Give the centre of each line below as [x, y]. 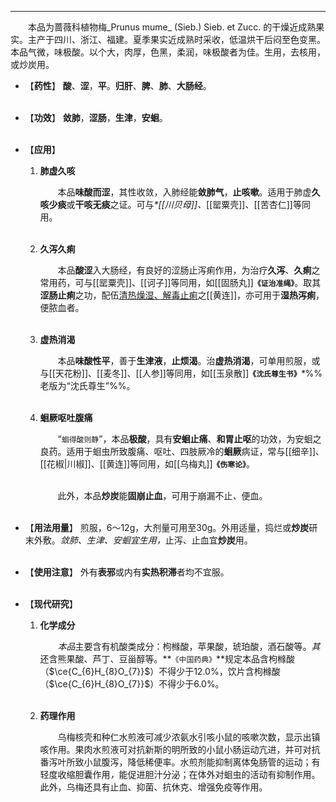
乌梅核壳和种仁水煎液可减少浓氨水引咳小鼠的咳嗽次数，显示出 [184, 737]
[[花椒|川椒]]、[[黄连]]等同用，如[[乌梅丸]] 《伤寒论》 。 [147, 464]
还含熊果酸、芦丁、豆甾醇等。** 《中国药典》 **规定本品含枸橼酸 [167, 659]
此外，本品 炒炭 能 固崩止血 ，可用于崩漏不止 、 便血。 [162, 495]
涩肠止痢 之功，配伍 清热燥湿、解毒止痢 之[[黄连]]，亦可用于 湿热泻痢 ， [182, 295]
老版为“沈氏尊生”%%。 [87, 385]
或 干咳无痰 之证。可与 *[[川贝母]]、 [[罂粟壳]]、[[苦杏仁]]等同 [188, 204]
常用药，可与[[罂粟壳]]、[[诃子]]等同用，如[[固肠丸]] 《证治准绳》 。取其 [180, 282]
